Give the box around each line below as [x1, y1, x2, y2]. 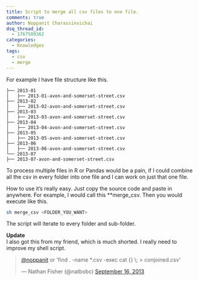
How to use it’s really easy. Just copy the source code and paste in [6, 185, 172, 192]
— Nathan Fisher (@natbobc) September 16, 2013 [21, 268, 145, 275]
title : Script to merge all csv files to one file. [6, 8, 139, 15]
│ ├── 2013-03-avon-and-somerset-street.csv [6, 114, 125, 120]
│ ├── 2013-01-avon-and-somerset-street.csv [6, 93, 125, 99]
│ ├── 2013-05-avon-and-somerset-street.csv [6, 135, 125, 141]
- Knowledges [11, 43, 45, 49]
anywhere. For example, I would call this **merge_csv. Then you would [6, 191, 183, 198]
